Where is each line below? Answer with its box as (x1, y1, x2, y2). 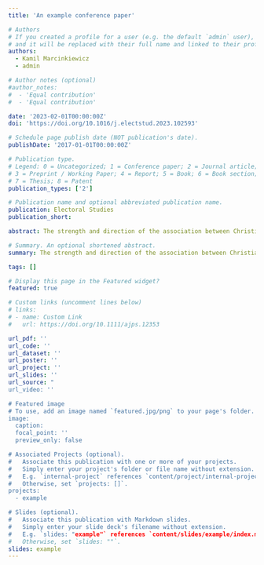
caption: (15, 421, 44, 430)
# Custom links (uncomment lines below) (8, 299, 143, 307)
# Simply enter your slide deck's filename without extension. (8, 523, 226, 530)
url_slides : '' (8, 371, 58, 379)
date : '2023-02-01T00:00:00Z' (8, 112, 108, 120)
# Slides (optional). (8, 508, 79, 516)
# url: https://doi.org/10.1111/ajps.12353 (8, 320, 159, 328)
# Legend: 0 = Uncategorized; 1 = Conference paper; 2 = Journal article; (8, 162, 258, 170)
